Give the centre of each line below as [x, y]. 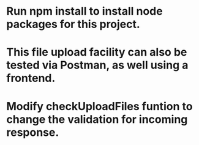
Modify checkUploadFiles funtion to [99, 106]
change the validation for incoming [97, 119]
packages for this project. [73, 24]
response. [33, 132]
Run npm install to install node [85, 11]
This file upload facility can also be [97, 52]
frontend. [31, 78]
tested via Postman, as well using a [97, 65]
